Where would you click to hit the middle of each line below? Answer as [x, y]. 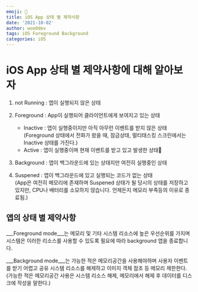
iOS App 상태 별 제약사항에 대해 [79, 70]
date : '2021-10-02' [30, 23]
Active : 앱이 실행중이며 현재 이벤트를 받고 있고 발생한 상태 [92, 150]
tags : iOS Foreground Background [47, 34]
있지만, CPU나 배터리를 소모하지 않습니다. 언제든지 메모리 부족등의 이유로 [99, 190]
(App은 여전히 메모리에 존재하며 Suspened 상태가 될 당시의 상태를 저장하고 [101, 182]
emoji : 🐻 [17, 12]
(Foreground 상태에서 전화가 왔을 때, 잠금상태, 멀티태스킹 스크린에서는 [105, 135]
